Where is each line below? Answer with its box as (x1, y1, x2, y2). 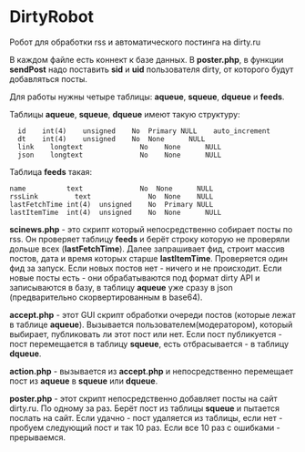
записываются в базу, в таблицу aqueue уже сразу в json (9, 282, 234, 293)
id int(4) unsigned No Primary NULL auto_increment (17, 126, 271, 136)
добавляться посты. (9, 73, 88, 84)
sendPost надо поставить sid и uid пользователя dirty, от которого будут (9, 64, 294, 75)
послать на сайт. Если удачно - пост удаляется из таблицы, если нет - (9, 412, 283, 423)
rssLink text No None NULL (9, 191, 214, 201)
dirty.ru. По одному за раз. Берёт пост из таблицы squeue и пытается (9, 403, 280, 414)
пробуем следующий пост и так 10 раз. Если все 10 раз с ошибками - (9, 422, 280, 433)
